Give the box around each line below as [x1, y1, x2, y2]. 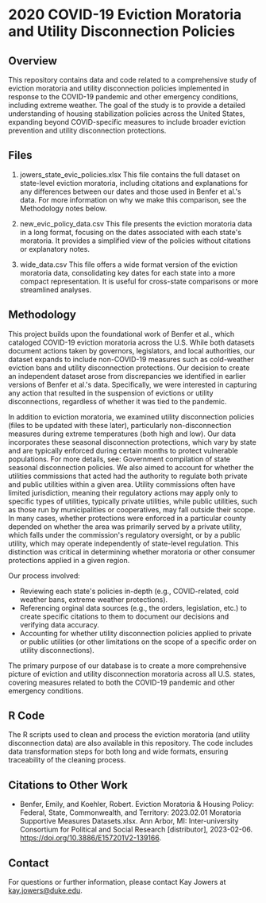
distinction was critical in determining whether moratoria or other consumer [8, 546, 256, 557]
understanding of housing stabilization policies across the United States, [8, 109, 245, 118]
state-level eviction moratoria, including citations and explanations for [19, 178, 249, 187]
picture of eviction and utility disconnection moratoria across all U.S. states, [8, 669, 256, 678]
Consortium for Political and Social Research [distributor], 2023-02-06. [19, 824, 253, 835]
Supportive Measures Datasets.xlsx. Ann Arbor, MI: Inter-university [19, 816, 239, 826]
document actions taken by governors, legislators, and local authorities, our [8, 345, 256, 355]
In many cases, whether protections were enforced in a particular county [8, 513, 247, 523]
